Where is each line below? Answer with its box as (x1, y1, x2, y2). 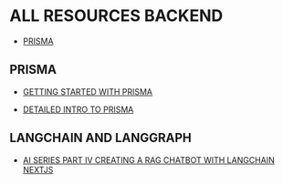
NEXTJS (22, 164, 54, 175)
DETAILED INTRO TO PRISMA (22, 104, 134, 115)
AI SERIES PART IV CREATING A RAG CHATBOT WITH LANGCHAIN (22, 154, 276, 165)
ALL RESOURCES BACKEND (9, 5, 224, 26)
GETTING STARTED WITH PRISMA (22, 86, 153, 97)
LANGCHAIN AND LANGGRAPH (9, 130, 192, 146)
